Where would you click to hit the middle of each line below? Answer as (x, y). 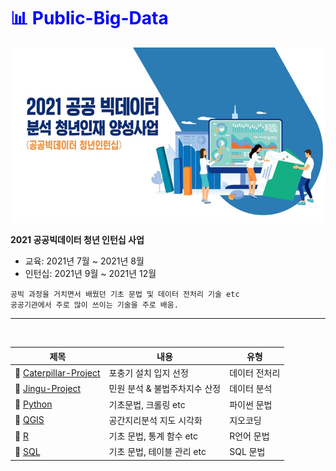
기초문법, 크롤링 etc (147, 404)
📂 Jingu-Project (48, 388)
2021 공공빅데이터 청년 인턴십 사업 (77, 240)
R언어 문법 (249, 436)
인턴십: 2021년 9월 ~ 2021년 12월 (90, 274)
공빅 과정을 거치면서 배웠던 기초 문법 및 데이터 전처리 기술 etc (125, 295)
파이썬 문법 (251, 404)
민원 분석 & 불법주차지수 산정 (165, 389)
